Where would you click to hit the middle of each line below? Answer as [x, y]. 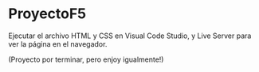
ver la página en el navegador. [58, 44]
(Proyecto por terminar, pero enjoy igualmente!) [86, 59]
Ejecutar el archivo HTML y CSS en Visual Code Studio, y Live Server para [130, 36]
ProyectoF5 [47, 14]
